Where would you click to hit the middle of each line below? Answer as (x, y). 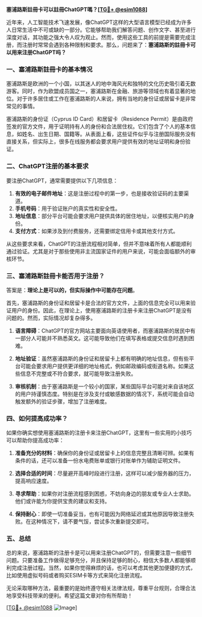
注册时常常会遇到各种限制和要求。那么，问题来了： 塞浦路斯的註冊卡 (106, 45)
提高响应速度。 (33, 481)
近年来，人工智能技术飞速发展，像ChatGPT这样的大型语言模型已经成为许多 (99, 22)
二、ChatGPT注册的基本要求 (47, 166)
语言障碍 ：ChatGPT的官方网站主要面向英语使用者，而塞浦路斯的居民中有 (105, 330)
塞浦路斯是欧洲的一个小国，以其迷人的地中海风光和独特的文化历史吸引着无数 (101, 84)
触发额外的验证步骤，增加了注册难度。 (62, 401)
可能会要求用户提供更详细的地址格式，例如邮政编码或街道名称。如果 (105, 366)
